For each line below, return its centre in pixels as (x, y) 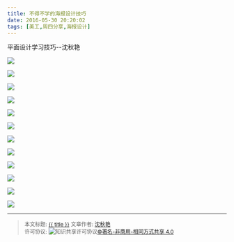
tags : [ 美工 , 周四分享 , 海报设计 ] (49, 26)
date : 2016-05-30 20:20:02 (46, 20)
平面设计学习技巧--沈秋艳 (44, 47)
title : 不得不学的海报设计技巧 (47, 14)
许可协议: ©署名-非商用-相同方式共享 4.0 (99, 232)
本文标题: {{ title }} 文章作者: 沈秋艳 (67, 224)
